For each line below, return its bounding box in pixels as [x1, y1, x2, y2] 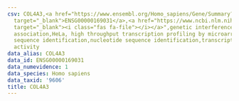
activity [14, 43, 40, 51]
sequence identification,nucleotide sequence [14, 37, 152, 44]
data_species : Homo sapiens [7, 70, 91, 77]
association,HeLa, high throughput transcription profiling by [14, 30, 205, 38]
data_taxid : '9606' [7, 76, 65, 84]
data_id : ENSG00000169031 [7, 57, 84, 64]
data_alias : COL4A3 [7, 51, 65, 58]
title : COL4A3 [7, 83, 50, 90]
